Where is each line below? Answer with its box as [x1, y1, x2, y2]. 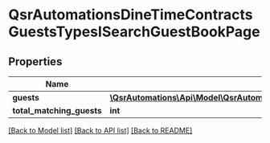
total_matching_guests [12, 105, 102, 116]
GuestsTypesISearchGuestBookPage [8, 22, 260, 41]
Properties [8, 55, 63, 68]
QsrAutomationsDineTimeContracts [8, 6, 253, 24]
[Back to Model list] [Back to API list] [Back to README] [8, 126, 193, 135]
